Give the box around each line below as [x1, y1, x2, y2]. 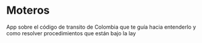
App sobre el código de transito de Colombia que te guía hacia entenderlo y [6, 23, 197, 30]
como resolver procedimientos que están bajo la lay [6, 29, 136, 36]
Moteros [6, 4, 50, 17]
